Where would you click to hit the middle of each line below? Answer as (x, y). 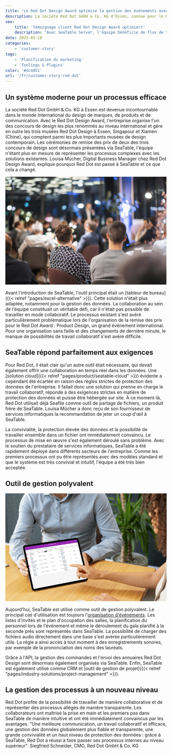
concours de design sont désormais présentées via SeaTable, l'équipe (79, 148)
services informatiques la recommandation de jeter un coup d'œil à (76, 414)
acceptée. (16, 468)
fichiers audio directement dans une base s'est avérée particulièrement (81, 636)
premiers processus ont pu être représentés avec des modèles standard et (84, 456)
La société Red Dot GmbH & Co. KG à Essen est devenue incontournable (82, 109)
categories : (18, 44)
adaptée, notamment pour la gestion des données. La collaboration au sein (84, 303)
